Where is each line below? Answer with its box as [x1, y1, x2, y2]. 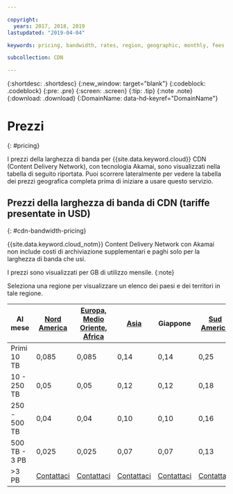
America [38, 322, 68, 332]
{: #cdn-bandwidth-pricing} [7, 227, 87, 235]
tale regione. [7, 289, 44, 297]
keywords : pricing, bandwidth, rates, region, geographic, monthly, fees [7, 42, 225, 49]
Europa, [80, 305, 107, 315]
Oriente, [79, 322, 107, 332]
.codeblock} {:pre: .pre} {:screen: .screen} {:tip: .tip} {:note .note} [7, 87, 193, 95]
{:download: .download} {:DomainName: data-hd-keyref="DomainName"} [7, 94, 218, 103]
